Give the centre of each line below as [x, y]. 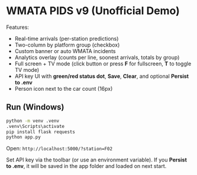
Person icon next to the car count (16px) [64, 88]
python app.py [24, 137]
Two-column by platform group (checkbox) [67, 45]
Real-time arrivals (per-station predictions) [67, 38]
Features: [18, 27]
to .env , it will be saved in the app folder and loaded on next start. [86, 166]
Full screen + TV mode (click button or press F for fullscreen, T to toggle [103, 64]
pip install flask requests [41, 132]
